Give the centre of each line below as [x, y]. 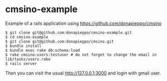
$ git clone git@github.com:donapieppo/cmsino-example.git [69, 32]
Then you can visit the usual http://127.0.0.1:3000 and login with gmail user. [83, 73]
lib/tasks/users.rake [28, 59]
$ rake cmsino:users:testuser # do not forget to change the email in [81, 55]
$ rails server [21, 64]
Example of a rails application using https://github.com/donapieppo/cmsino [83, 23]
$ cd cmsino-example [27, 37]
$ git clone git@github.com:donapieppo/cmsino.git [60, 42]
